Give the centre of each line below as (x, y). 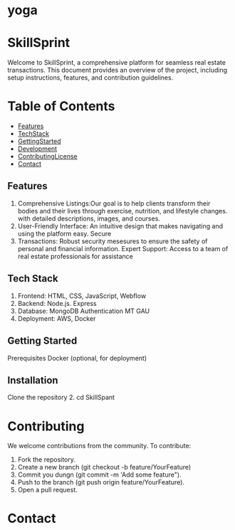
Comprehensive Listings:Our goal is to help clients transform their (114, 203)
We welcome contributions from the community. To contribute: (99, 446)
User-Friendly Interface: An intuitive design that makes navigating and (120, 226)
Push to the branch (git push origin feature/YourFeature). (101, 482)
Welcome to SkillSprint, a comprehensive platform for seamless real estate (117, 63)
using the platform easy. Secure (64, 233)
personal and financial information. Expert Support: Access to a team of (123, 248)
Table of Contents (61, 106)
